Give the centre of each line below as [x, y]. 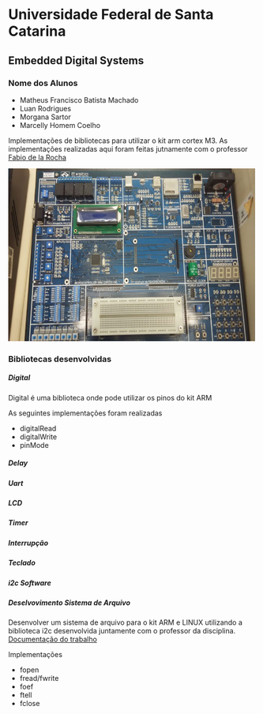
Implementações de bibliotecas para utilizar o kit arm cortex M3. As [118, 141]
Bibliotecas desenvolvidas [60, 359]
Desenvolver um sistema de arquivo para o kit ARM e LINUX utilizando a [126, 622]
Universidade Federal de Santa [111, 15]
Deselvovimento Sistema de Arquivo [70, 603]
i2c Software [30, 583]
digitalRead [38, 428]
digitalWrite [38, 437]
